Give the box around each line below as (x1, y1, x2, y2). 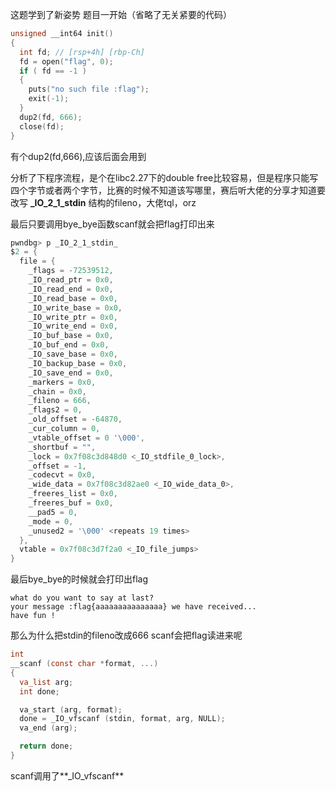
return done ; (19, 741, 74, 752)
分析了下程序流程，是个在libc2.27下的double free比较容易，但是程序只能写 (10, 171, 319, 183)
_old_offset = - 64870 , (28, 414, 123, 425)
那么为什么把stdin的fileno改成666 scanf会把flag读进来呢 (10, 629, 243, 642)
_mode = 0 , (28, 516, 74, 527)
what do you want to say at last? (10, 593, 155, 603)
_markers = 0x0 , (28, 377, 97, 387)
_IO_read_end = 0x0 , (28, 284, 114, 294)
